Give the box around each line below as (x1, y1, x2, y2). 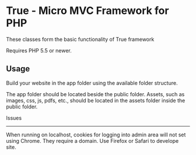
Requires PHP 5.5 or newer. (6, 47, 72, 54)
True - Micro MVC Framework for (6, 4, 169, 17)
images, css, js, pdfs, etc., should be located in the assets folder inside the (6, 97, 185, 104)
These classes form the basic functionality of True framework (6, 36, 155, 43)
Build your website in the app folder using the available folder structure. (6, 79, 178, 86)
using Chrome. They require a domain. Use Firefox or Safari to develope (6, 137, 179, 144)
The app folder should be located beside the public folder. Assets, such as (6, 90, 185, 97)
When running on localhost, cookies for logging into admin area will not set (6, 131, 186, 138)
